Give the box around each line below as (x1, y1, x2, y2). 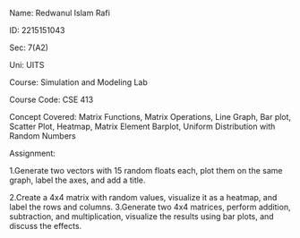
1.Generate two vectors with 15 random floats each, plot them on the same (9, 166, 283, 175)
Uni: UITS (9, 60, 45, 70)
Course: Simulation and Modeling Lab (9, 77, 148, 88)
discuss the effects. (9, 221, 82, 231)
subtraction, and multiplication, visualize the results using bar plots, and (9, 211, 275, 222)
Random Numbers (9, 131, 76, 141)
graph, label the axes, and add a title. (9, 174, 146, 185)
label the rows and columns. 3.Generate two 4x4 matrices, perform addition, (9, 201, 291, 212)
